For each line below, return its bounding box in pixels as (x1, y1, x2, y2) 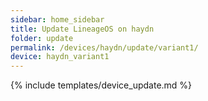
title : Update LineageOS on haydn (10, 24, 155, 34)
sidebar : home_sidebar (10, 14, 105, 25)
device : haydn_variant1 (10, 52, 110, 62)
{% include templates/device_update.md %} (10, 79, 193, 91)
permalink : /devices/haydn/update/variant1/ (10, 42, 199, 53)
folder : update (10, 33, 74, 43)
